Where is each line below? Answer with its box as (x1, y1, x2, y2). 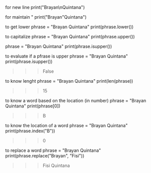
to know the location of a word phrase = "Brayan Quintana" (5, 123, 128, 128)
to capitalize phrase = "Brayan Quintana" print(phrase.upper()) (5, 34, 135, 39)
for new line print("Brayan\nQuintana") (5, 5, 85, 10)
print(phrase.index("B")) (5, 128, 55, 134)
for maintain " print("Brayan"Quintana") (5, 14, 87, 20)
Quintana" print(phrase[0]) (5, 103, 60, 109)
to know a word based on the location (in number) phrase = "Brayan (5, 98, 146, 103)
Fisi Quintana (42, 162, 70, 168)
